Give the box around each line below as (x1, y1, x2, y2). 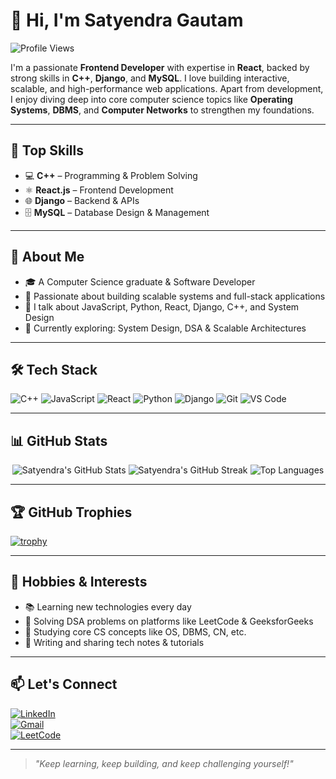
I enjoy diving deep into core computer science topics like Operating (10, 93, 293, 105)
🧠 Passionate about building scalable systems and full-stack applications (24, 290, 326, 302)
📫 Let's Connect (10, 676, 118, 693)
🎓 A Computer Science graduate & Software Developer (24, 275, 256, 288)
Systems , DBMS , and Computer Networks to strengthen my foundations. (10, 104, 315, 116)
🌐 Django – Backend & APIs (24, 194, 140, 206)
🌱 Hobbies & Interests (10, 574, 148, 591)
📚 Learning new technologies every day (24, 600, 192, 613)
